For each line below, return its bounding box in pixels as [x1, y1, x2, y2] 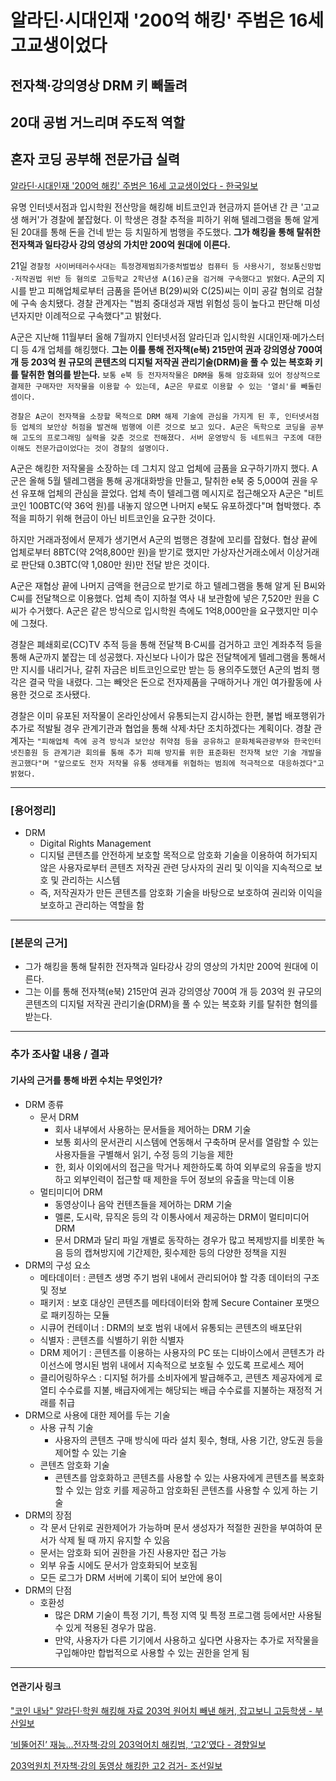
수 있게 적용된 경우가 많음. [54, 1621, 157, 1633]
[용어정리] [10, 803, 57, 817]
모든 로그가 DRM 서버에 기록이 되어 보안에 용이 [39, 1571, 223, 1583]
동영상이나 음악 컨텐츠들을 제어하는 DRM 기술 [54, 1198, 233, 1210]
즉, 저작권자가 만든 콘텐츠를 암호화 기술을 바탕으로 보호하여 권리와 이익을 [39, 887, 323, 899]
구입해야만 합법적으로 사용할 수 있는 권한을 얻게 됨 [54, 1646, 250, 1658]
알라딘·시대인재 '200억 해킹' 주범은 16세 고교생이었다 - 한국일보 [10, 179, 259, 191]
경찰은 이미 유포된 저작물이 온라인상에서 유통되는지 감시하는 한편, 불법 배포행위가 [10, 709, 326, 721]
